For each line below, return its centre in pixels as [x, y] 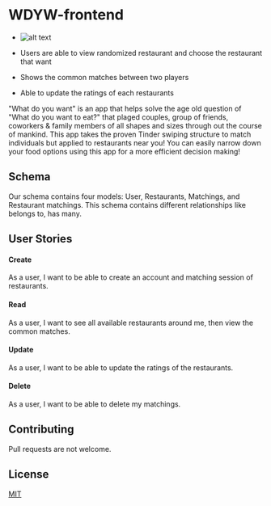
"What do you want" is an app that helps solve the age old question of [125, 108]
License [29, 474]
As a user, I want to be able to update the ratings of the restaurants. [121, 367]
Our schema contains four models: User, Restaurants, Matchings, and [124, 196]
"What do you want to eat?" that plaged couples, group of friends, [119, 117]
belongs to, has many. [45, 213]
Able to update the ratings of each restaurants [97, 93]
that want [36, 61]
